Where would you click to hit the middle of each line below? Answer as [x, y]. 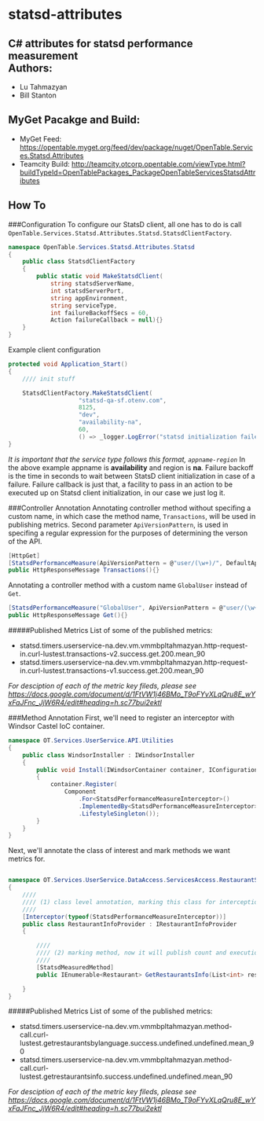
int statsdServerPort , [87, 291]
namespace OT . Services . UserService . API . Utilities [91, 741]
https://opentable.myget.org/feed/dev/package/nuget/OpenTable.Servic [136, 147]
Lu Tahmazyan [43, 87]
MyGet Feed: [40, 138]
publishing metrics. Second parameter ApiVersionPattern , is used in [118, 524]
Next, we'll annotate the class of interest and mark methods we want [119, 851]
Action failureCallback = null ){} [106, 320]
